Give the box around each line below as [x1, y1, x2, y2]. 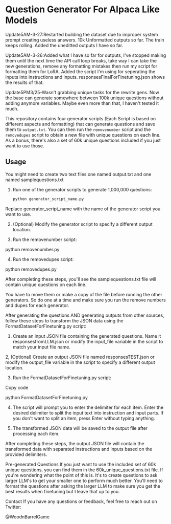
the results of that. [5, 79, 44, 85]
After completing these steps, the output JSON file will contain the [5, 440, 144, 446]
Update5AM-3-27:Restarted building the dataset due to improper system [5, 31, 158, 37]
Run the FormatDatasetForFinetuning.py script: [12, 375, 111, 381]
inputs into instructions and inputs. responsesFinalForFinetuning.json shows [5, 74, 165, 80]
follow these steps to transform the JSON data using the [5, 317, 124, 323]
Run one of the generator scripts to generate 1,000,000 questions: [12, 186, 152, 192]
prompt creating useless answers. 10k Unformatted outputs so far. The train [5, 37, 164, 43]
